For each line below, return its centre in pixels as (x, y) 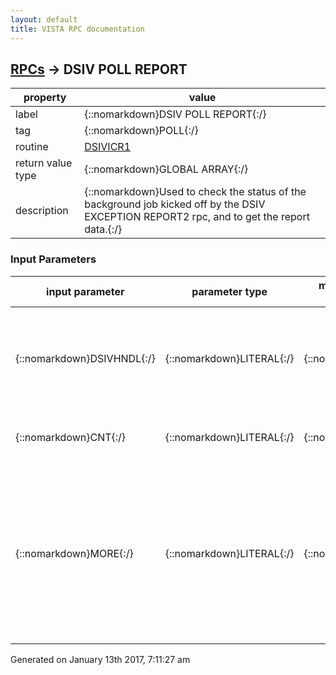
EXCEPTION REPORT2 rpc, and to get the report (197, 217)
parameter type (229, 291)
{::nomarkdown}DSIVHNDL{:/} (85, 358)
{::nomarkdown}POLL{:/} (141, 131)
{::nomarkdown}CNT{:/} (71, 437)
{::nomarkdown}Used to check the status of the (195, 192)
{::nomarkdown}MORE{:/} (74, 553)
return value (44, 163)
